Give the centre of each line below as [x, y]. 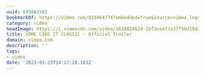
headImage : [20, 29]
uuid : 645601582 [27, 12]
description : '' [27, 46]
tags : [13, 51]
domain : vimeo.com [30, 40]
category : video [27, 23]
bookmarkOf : [21, 18]
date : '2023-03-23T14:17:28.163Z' [50, 62]
